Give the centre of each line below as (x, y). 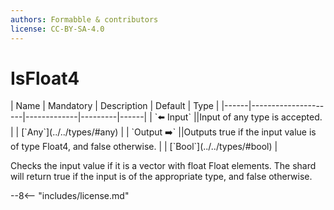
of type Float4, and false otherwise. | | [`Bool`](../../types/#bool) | (144, 147)
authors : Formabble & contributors (84, 19)
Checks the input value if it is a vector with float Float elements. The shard (163, 166)
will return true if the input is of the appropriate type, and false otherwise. (161, 177)
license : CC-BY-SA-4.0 (57, 29)
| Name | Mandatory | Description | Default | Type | (115, 106)
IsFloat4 (45, 78)
